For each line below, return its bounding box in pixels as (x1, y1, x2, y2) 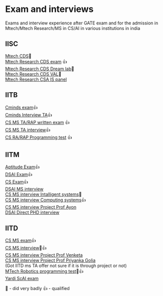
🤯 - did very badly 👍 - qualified (5, 286, 70, 292)
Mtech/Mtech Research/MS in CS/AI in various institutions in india (5, 25, 141, 31)
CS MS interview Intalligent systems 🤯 (5, 191, 82, 197)
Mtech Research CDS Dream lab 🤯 (5, 66, 75, 72)
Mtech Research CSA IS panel (5, 76, 67, 82)
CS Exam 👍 (5, 179, 28, 185)
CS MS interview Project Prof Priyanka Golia (5, 258, 96, 264)
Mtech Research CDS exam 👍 (5, 58, 67, 64)
